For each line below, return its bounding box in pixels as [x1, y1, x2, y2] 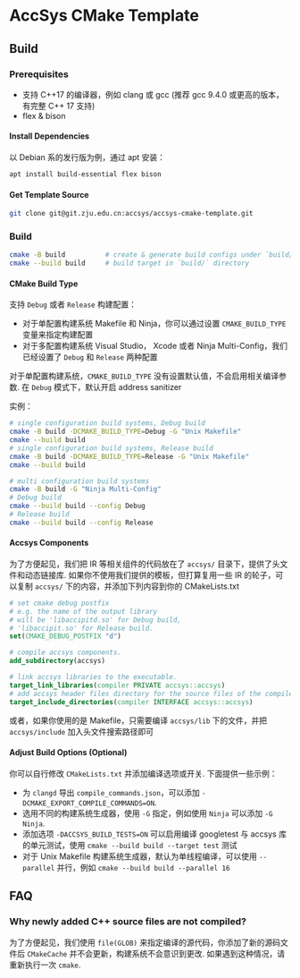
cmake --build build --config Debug [9, 502, 146, 511]
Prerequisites [9, 68, 69, 81]
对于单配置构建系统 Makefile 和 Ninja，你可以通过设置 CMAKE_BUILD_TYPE [21, 319, 287, 329]
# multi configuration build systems [9, 476, 150, 486]
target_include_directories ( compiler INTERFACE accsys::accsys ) [9, 697, 254, 707]
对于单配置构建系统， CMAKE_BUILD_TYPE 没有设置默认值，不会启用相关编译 [9, 370, 279, 381]
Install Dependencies [9, 131, 90, 141]
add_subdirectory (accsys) [9, 657, 105, 666]
